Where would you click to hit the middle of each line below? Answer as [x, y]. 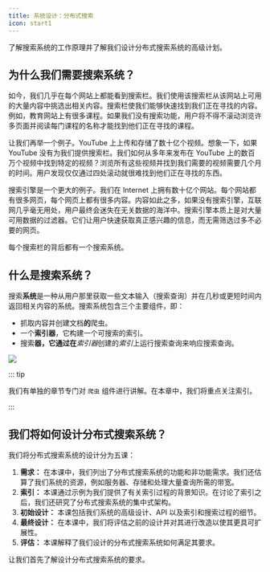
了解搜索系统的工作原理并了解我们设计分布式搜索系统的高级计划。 [117, 47]
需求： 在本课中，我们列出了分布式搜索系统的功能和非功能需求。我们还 [137, 472]
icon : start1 [30, 23]
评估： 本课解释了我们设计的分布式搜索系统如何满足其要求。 [119, 542]
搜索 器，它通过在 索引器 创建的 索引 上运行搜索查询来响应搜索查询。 [129, 343]
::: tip [17, 374]
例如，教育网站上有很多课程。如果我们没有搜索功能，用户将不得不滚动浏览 [131, 116]
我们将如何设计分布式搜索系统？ [88, 434]
